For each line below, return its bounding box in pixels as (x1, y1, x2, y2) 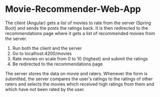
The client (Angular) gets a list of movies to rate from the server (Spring (5, 20, 151, 26)
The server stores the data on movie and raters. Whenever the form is (5, 70, 148, 76)
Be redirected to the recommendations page (12, 61, 103, 67)
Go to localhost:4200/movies (12, 50, 72, 56)
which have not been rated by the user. (5, 86, 85, 92)
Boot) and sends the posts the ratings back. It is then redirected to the (5, 25, 149, 31)
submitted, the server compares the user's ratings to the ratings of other (5, 76, 153, 82)
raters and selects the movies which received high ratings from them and (5, 81, 155, 87)
